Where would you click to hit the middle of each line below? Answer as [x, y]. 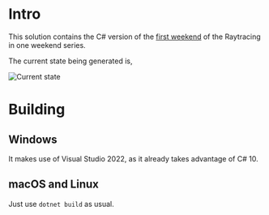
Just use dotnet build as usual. [62, 204]
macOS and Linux [53, 185]
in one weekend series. [47, 45]
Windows [33, 139]
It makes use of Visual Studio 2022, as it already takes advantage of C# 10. [133, 158]
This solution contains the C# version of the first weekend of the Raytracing [134, 37]
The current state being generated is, [70, 61]
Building [37, 110]
